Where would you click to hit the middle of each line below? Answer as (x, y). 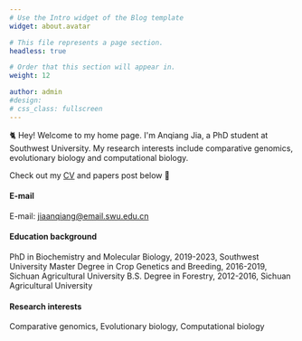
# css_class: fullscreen (56, 109)
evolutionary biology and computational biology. (99, 157)
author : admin (36, 92)
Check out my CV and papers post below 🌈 (90, 175)
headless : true (38, 51)
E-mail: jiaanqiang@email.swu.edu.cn (79, 216)
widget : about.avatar (50, 26)
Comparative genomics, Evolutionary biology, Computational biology (137, 327)
